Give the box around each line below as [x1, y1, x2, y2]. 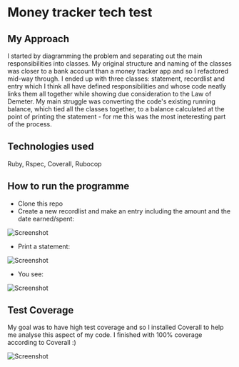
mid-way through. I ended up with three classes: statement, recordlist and [7, 74, 225, 83]
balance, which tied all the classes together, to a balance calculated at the [7, 105, 225, 113]
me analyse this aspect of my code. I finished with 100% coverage [7, 331, 203, 339]
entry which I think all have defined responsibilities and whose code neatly [7, 82, 227, 90]
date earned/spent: [17, 214, 75, 223]
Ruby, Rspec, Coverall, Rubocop [7, 159, 102, 168]
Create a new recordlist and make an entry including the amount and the [17, 206, 230, 215]
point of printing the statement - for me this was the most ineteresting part [7, 112, 226, 121]
